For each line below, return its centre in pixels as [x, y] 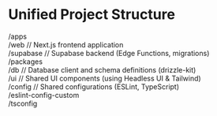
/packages [26, 62]
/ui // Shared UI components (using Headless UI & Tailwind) [105, 78]
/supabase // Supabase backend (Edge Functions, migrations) [109, 53]
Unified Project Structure [92, 15]
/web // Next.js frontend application [66, 44]
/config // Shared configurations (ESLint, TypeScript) [94, 86]
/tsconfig [23, 103]
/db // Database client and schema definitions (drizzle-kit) [102, 69]
